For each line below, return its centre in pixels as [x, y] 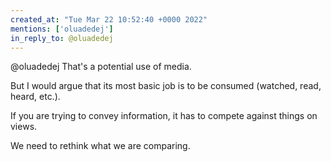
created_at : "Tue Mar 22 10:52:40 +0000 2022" [109, 19]
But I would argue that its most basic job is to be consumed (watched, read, [166, 86]
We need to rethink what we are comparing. [100, 146]
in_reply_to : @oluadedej [62, 38]
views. [24, 127]
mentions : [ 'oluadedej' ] [62, 29]
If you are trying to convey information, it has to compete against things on [164, 116]
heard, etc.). [35, 97]
